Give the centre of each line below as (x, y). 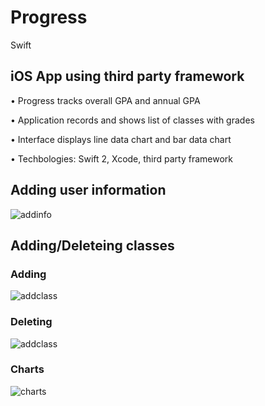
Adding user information (88, 190)
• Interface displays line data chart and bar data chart (121, 139)
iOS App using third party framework (127, 76)
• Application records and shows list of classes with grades (132, 120)
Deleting (31, 322)
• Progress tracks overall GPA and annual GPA (105, 100)
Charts (27, 369)
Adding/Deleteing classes (92, 245)
